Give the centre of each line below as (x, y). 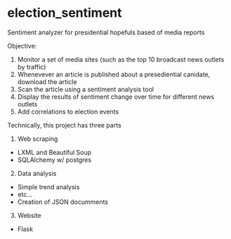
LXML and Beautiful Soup (54, 152)
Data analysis (37, 173)
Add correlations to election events (68, 111)
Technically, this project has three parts (64, 125)
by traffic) (32, 67)
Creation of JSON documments (63, 202)
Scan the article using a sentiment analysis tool (86, 89)
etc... (25, 194)
